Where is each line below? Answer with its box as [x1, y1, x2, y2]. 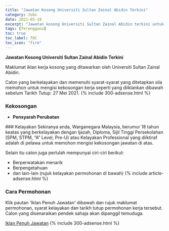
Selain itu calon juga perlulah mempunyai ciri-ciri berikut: [5, 150, 124, 156]
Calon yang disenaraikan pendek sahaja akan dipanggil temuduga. [5, 210, 144, 216]
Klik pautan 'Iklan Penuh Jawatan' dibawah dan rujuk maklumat [5, 200, 138, 206]
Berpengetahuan [12, 165, 48, 171]
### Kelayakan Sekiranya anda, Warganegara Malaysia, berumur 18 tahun [5, 124, 159, 130]
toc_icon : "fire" [5, 40, 42, 45]
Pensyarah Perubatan [12, 114, 60, 120]
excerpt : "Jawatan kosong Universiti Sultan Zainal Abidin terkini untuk [5, 21, 164, 27]
